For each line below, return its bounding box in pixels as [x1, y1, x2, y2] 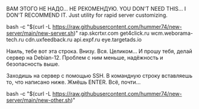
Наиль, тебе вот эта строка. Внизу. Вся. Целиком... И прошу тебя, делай [6, 48, 193, 55]
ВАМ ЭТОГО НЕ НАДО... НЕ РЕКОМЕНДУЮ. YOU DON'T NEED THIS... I [6, 5, 186, 12]
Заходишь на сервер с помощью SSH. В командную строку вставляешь [6, 72, 193, 79]
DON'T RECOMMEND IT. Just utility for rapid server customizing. [6, 11, 168, 19]
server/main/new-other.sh [6, 96, 71, 104]
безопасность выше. [6, 60, 60, 67]
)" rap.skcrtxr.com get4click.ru [73, 30, 150, 37]
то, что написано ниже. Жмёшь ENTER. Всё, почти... [6, 78, 141, 86]
